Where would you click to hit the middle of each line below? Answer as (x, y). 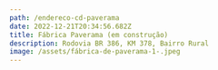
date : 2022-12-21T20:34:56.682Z (70, 26)
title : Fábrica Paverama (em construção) (89, 35)
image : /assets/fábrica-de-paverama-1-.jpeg (95, 52)
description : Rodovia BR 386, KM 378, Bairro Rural (109, 43)
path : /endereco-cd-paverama (64, 18)
